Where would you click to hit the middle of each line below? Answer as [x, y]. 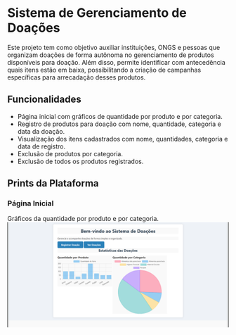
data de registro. [41, 146]
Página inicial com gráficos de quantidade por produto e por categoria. [120, 116]
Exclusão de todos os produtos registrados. [80, 161]
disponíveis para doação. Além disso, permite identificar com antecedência [117, 62]
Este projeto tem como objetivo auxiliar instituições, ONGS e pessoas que [114, 47]
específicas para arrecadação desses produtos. [77, 77]
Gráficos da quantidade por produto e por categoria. [83, 219]
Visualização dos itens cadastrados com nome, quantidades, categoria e [123, 139]
